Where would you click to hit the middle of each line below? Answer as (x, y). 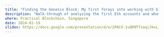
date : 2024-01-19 (23, 23)
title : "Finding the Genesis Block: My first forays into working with (79, 9)
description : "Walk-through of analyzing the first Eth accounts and (77, 14)
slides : (13, 27)
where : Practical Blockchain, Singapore (47, 18)
